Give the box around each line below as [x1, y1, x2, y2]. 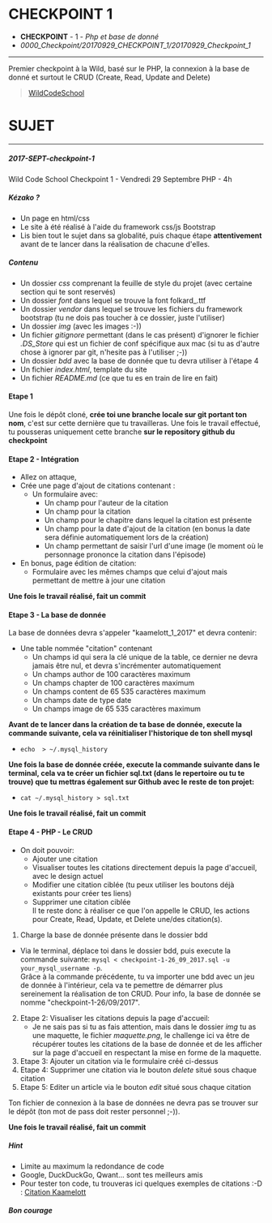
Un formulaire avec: [32, 489, 99, 499]
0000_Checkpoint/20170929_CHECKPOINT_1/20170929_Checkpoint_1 [19, 40, 251, 50]
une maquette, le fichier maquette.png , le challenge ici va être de [32, 1030, 250, 1040]
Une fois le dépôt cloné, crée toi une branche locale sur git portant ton [8, 409, 247, 419]
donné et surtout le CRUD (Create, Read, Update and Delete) [8, 72, 210, 82]
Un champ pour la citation [44, 506, 131, 516]
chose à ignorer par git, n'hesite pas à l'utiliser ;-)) [19, 347, 188, 357]
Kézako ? [8, 192, 40, 203]
